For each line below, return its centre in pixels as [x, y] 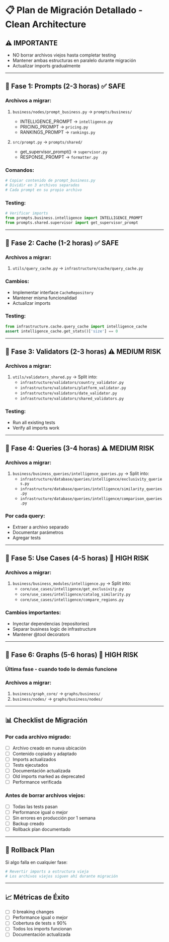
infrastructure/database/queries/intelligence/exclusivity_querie [91, 480]
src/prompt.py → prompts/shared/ [48, 142]
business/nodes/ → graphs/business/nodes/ [58, 699]
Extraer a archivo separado [40, 527]
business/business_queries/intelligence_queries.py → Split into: [81, 474]
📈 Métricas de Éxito [37, 897]
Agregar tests [27, 537]
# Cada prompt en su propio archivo [44, 190]
